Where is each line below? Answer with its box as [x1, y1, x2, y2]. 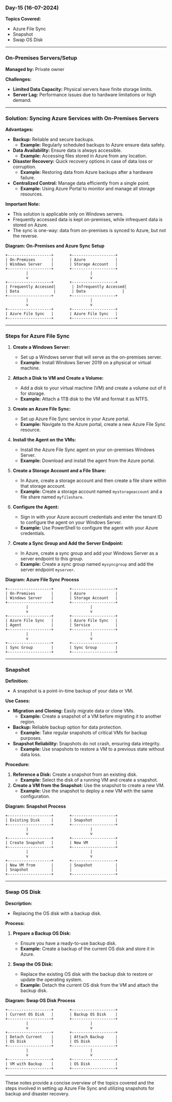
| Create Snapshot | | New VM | [5, 840, 118, 845]
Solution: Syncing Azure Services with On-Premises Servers [5, 115, 159, 122]
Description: [5, 900, 32, 907]
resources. [20, 191, 44, 197]
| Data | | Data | [5, 289, 125, 294]
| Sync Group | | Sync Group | [5, 645, 118, 650]
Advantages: [5, 126, 34, 132]
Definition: [5, 678, 29, 684]
